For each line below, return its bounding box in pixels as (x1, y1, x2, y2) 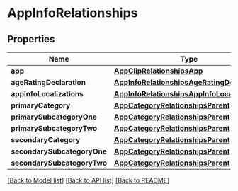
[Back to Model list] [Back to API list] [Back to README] (7, 176, 170, 185)
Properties (7, 33, 55, 45)
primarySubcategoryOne (11, 112, 98, 122)
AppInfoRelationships (7, 5, 138, 21)
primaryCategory (11, 100, 71, 110)
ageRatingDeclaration (11, 78, 86, 87)
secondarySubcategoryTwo (11, 158, 108, 168)
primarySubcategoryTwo (11, 124, 98, 133)
